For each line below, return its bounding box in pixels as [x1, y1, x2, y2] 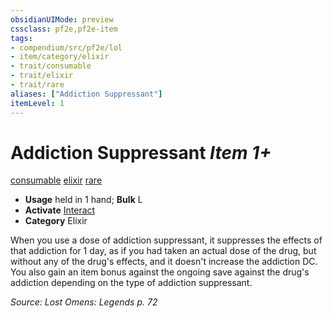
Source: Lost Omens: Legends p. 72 [10, 296, 158, 308]
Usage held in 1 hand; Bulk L [24, 194, 143, 206]
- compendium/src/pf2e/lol [10, 42, 123, 53]
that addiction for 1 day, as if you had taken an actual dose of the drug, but [10, 245, 317, 257]
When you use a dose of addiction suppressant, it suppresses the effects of [10, 234, 323, 246]
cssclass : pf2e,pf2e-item [10, 24, 118, 34]
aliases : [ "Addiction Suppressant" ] [10, 89, 163, 99]
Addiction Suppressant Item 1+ [10, 141, 272, 164]
